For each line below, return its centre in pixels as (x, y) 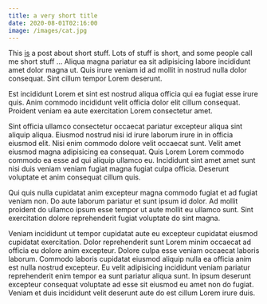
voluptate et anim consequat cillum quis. (75, 177)
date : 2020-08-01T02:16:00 (53, 23)
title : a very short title (53, 16)
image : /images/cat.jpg (48, 30)
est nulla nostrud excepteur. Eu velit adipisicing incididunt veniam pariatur (129, 267)
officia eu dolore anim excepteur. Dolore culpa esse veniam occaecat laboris (134, 251)
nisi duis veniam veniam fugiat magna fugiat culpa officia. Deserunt (119, 169)
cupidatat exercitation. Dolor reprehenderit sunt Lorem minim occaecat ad (130, 242)
